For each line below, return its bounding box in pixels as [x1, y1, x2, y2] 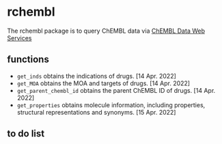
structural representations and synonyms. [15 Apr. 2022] [16, 108, 176, 116]
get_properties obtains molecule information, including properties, [16, 100, 206, 109]
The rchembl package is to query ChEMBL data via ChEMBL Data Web [7, 27, 205, 35]
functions [7, 54, 49, 66]
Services [7, 33, 32, 42]
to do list [7, 128, 45, 140]
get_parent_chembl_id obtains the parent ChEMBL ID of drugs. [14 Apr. [16, 86, 216, 94]
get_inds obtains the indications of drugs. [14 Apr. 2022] [16, 72, 176, 80]
